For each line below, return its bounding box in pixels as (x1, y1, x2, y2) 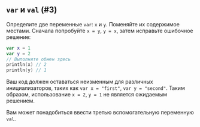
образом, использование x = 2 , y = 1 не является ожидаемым (6, 91, 168, 98)
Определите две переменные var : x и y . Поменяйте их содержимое (6, 20, 180, 28)
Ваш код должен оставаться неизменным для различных (6, 78, 154, 86)
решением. (6, 97, 35, 104)
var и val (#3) (6, 5, 57, 15)
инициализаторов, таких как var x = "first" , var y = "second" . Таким (6, 84, 186, 92)
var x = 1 (6, 45, 31, 51)
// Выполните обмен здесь (6, 56, 71, 62)
